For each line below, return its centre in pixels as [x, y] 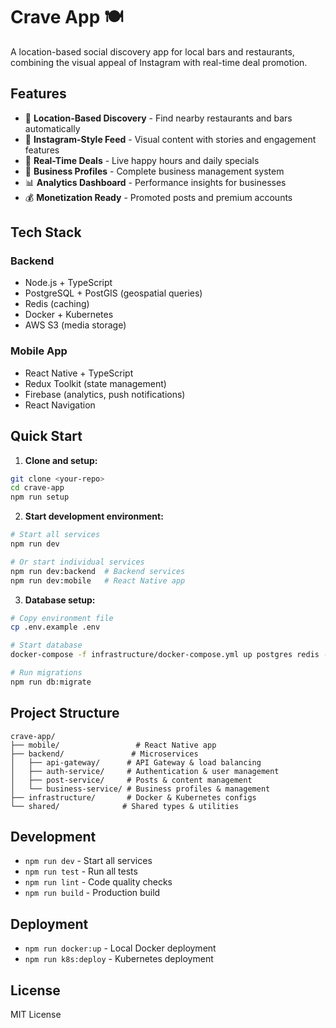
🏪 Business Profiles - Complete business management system [154, 171]
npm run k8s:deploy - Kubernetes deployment [119, 959]
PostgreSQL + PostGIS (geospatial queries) [113, 293]
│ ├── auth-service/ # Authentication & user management [145, 771]
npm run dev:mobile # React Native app [98, 580]
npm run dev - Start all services [88, 861]
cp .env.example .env [55, 627]
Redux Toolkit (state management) [95, 383]
